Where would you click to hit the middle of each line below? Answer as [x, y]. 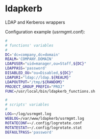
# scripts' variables [27, 105]
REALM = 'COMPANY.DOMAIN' [29, 59]
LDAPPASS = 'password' [26, 69]
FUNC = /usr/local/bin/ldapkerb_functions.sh [50, 91]
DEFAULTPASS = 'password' [29, 132]
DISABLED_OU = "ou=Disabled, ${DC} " [39, 73]
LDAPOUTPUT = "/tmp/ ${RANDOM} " [35, 82]
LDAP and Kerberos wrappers [35, 22]
